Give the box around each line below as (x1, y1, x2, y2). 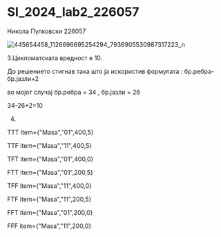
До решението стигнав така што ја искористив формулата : (7, 67, 183, 75)
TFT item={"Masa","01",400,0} (7, 155, 94, 163)
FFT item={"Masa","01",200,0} (7, 208, 93, 216)
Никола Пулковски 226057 (7, 27, 86, 35)
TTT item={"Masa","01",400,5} (7, 128, 94, 136)
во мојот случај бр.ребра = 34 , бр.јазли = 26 (7, 88, 140, 96)
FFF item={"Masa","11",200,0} (7, 222, 92, 230)
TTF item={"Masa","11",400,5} (7, 141, 93, 149)
